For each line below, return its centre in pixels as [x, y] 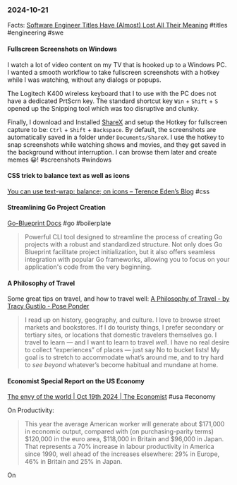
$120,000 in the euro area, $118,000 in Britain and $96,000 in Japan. [124, 439]
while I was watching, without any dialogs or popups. [84, 80]
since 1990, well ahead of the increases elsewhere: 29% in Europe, [122, 454]
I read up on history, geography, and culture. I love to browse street [122, 320]
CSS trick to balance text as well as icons [69, 176]
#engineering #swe [36, 32]
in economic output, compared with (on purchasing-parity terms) [119, 431]
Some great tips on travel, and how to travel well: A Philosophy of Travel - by [119, 299]
